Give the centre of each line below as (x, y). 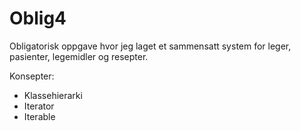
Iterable (39, 116)
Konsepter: (32, 76)
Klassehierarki (53, 95)
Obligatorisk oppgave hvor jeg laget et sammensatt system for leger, (150, 46)
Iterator (39, 106)
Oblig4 (38, 18)
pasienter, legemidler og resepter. (79, 56)
